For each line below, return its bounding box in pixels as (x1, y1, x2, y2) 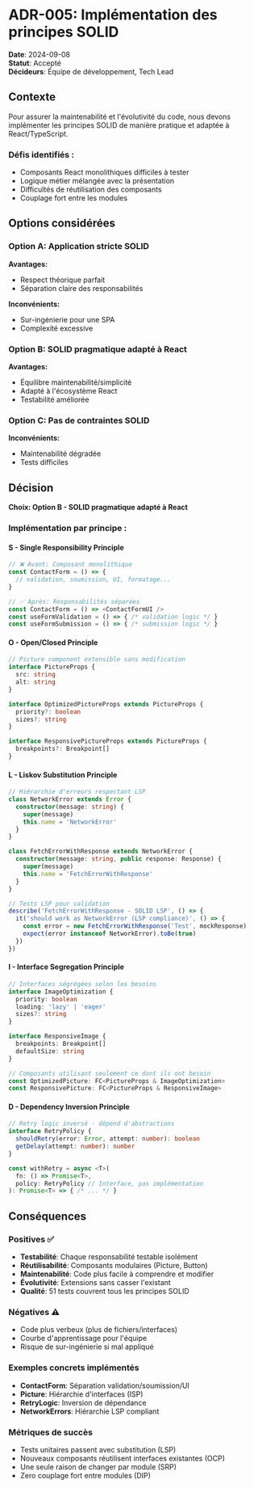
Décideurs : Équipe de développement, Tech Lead (8, 66, 174, 76)
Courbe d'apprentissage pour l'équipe (19, 1334, 148, 1343)
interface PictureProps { (8, 663, 95, 672)
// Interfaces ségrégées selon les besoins (8, 980, 157, 988)
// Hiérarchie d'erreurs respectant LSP (8, 788, 147, 796)
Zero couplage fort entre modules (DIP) (19, 1470, 152, 1480)
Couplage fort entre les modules (19, 193, 127, 203)
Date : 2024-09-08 (8, 49, 71, 59)
